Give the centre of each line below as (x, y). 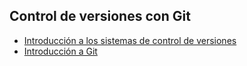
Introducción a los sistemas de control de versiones (130, 40)
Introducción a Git (60, 51)
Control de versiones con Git (100, 16)
